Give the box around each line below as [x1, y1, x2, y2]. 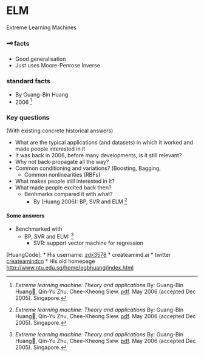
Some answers [6, 212, 45, 219]
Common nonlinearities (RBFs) [24, 171, 101, 178]
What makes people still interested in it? [15, 177, 115, 185]
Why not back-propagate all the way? [15, 158, 109, 166]
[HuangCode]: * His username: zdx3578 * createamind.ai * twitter [6, 251, 171, 258]
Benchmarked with [15, 225, 63, 233]
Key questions [6, 114, 50, 122]
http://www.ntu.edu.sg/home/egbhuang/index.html [6, 264, 134, 271]
